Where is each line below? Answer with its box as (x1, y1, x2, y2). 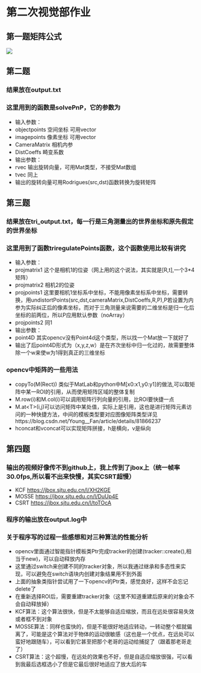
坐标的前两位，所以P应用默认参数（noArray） (14, 311, 128, 319)
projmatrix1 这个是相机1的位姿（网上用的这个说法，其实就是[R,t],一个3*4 (14, 266, 195, 274)
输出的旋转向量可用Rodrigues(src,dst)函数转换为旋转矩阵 (14, 178, 156, 185)
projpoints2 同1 (14, 319, 52, 326)
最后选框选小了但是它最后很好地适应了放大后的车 (25, 660, 147, 668)
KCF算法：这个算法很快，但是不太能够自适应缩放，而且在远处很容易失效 (14, 608, 194, 615)
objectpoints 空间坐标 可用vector (14, 126, 97, 133)
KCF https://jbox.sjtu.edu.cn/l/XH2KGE (14, 486, 111, 494)
